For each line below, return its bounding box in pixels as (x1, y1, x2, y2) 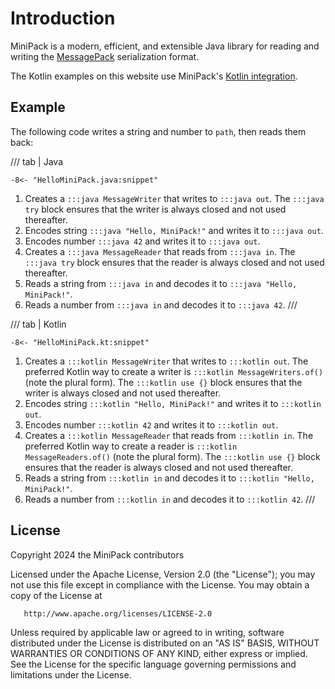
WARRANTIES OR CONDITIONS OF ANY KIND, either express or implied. (10, 647, 308, 659)
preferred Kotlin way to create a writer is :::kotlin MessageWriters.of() (24, 365, 324, 377)
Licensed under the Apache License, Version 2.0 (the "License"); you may (10, 568, 316, 580)
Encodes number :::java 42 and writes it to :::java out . (24, 235, 261, 247)
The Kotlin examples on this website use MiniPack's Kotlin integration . (10, 70, 298, 82)
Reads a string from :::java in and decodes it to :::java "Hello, (24, 277, 298, 289)
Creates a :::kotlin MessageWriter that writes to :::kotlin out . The (24, 355, 309, 367)
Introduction (10, 7, 116, 30)
